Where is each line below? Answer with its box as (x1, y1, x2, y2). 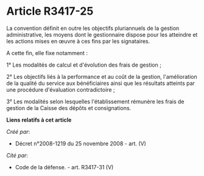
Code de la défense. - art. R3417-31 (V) (15, 163, 114, 170)
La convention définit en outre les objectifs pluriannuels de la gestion (6, 24, 180, 32)
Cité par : (6, 152, 29, 159)
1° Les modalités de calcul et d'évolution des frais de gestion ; (6, 61, 161, 68)
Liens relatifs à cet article (6, 116, 72, 123)
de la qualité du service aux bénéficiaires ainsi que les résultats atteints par (6, 79, 195, 87)
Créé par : (6, 128, 30, 135)
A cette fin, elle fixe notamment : (6, 49, 88, 56)
